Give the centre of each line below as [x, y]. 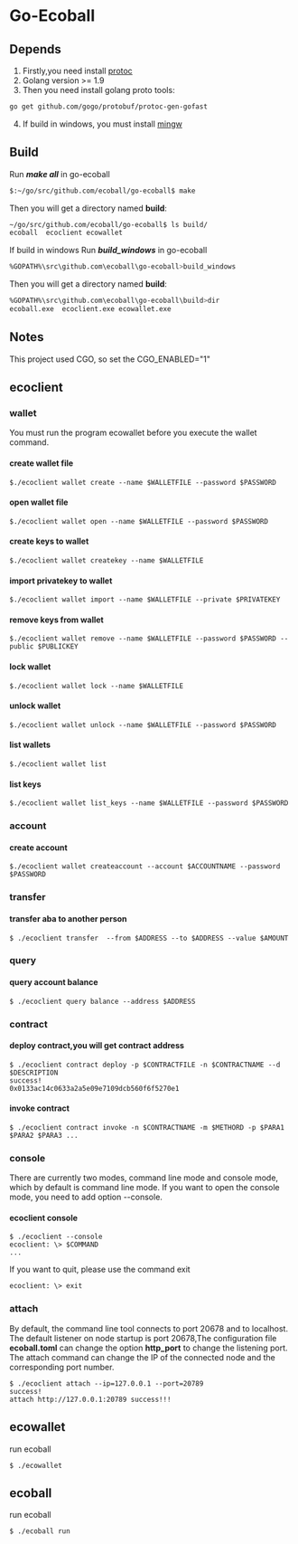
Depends [35, 49]
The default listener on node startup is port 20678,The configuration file [143, 1338]
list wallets [30, 745]
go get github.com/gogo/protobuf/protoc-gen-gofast [108, 107]
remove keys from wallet [56, 620]
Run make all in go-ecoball [60, 174]
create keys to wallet [49, 541]
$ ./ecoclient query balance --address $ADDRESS [102, 1001]
